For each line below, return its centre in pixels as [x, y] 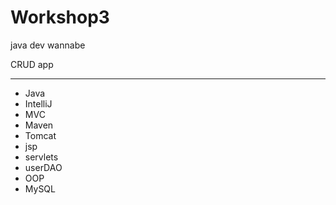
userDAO [43, 167]
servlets [41, 157]
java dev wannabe [48, 45]
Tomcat [40, 135]
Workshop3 [60, 17]
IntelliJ [38, 103]
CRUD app [32, 64]
